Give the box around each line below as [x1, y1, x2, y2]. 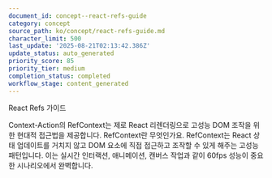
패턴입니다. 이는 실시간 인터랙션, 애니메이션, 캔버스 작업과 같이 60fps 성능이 [8, 150, 249, 160]
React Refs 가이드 [8, 103, 67, 112]
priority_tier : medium [8, 65, 85, 73]
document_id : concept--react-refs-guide [8, 11, 148, 20]
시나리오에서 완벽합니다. [16, 160, 93, 170]
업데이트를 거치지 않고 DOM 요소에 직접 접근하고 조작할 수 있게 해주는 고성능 [16, 140, 259, 150]
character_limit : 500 [8, 34, 82, 43]
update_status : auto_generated [8, 49, 114, 57]
